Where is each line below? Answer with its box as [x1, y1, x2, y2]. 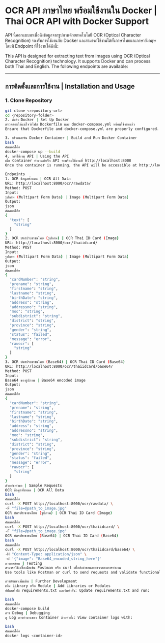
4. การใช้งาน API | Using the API [5, 154, 69, 159]
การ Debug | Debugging [5, 611, 50, 615]
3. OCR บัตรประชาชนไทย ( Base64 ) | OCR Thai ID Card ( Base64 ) [5, 359, 125, 364]
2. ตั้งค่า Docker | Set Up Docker [5, 117, 70, 123]
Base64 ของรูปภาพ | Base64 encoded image [5, 378, 86, 383]
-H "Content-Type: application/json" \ [5, 551, 87, 556]
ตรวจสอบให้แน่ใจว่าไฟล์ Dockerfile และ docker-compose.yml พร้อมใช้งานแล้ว [5, 122, 135, 127]
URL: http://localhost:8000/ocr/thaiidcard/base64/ [5, 364, 113, 369]
